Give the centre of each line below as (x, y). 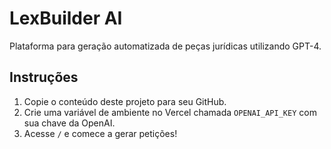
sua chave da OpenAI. (69, 123)
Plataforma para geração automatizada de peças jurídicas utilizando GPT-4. (165, 46)
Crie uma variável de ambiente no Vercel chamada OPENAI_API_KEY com (170, 112)
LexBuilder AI (66, 18)
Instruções (44, 77)
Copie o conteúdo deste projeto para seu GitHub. (125, 101)
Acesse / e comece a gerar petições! (100, 133)
